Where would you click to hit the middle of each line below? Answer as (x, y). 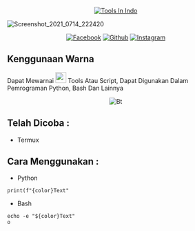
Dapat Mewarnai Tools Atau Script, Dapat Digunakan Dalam (98, 80)
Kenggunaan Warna (51, 59)
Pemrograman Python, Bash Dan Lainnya (65, 88)
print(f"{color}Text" (38, 191)
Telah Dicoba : (39, 123)
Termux (28, 140)
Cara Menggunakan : (53, 161)
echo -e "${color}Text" (41, 216)
